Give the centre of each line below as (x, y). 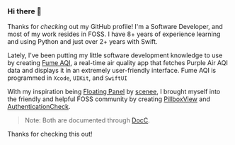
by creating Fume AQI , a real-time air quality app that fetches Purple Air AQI (117, 63)
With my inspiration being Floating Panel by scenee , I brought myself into (114, 92)
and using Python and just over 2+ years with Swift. (82, 42)
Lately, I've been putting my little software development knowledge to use (115, 55)
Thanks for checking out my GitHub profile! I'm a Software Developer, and (115, 27)
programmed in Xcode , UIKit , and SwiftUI (67, 78)
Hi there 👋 (25, 11)
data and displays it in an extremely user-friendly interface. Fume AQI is (112, 71)
